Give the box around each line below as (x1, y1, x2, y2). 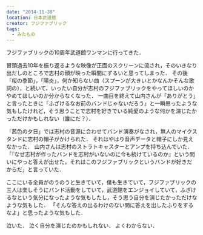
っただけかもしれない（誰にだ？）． (6, 115, 94, 122)
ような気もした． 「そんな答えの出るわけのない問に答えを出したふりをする (6, 202, 194, 209)
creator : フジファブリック (6, 20, 67, 26)
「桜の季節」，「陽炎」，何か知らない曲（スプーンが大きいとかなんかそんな (6, 77, 190, 84)
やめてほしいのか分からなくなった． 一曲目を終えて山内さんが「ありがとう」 (6, 92, 196, 100)
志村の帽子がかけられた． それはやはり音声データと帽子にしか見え (27, 135, 194, 143)
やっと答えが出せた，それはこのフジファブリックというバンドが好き (16, 158, 187, 166)
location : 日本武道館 (6, 15, 56, 21)
